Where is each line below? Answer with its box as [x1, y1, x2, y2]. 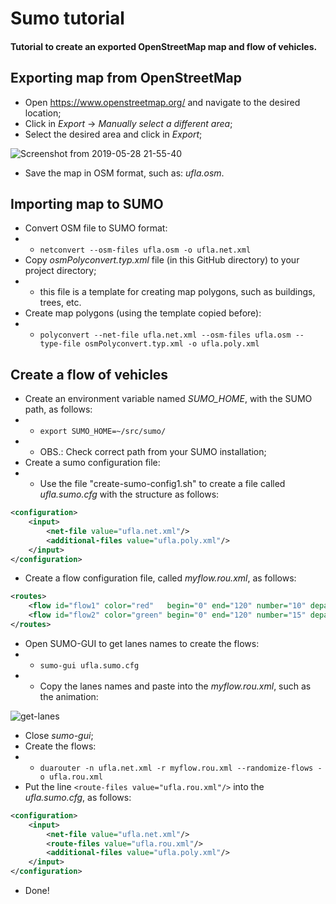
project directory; [24, 265, 97, 277]
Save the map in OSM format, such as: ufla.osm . [24, 167, 225, 179]
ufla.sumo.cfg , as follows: [24, 791, 132, 803]
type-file [39, 339, 82, 349]
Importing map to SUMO [10, 195, 164, 212]
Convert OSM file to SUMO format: [24, 222, 168, 234]
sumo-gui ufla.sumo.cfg [39, 660, 140, 671]
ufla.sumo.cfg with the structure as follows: [39, 488, 220, 501]
